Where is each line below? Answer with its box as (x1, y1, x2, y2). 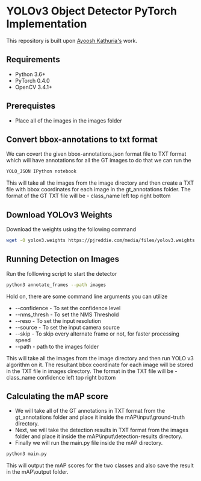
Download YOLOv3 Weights (6, 209, 113, 220)
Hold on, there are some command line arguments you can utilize (6, 293, 168, 300)
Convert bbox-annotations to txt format (6, 134, 158, 144)
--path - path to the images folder (14, 343, 99, 350)
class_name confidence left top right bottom (6, 374, 116, 381)
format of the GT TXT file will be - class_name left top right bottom (6, 192, 171, 200)
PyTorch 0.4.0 (14, 77, 50, 84)
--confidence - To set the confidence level (14, 304, 121, 311)
